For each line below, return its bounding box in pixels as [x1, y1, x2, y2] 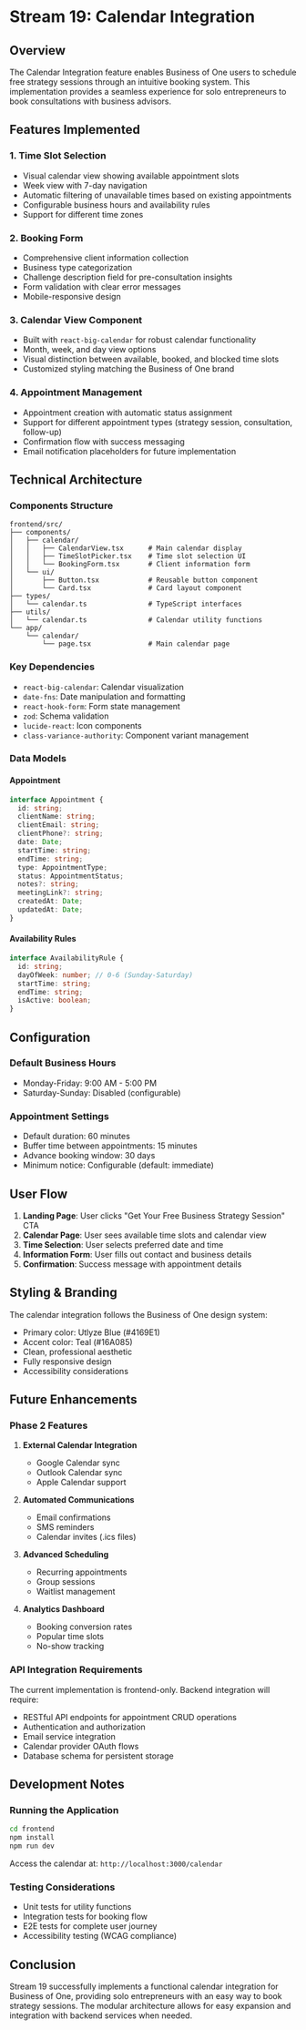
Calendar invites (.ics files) [36, 1532, 137, 1543]
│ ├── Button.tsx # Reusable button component [9, 576, 259, 585]
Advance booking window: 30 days [22, 1150, 156, 1161]
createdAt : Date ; [17, 897, 84, 906]
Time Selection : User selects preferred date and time [22, 1239, 224, 1250]
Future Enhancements [9, 1392, 138, 1408]
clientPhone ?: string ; [17, 829, 104, 839]
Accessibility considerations [22, 1365, 129, 1376]
